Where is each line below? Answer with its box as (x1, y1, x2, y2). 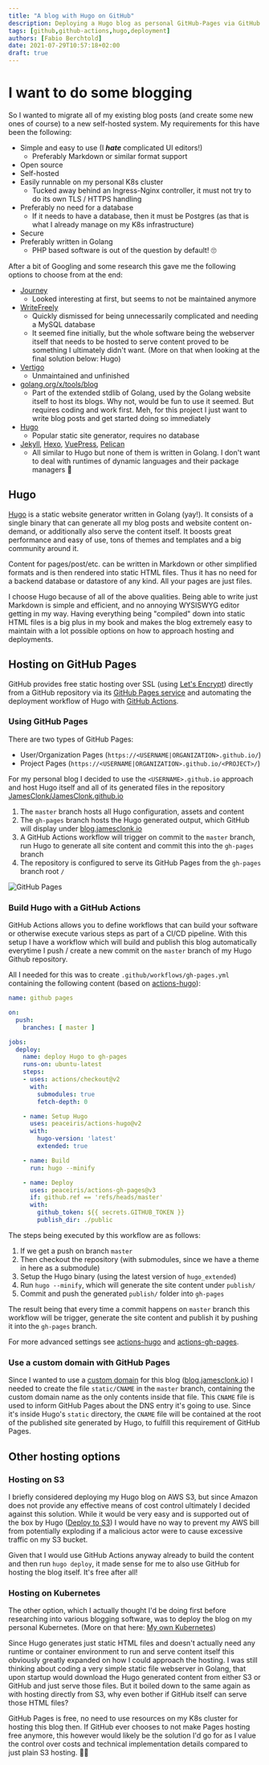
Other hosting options (8, 1449, 120, 1463)
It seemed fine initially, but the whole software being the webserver (31, 328, 255, 337)
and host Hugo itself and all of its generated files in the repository (8, 782, 226, 792)
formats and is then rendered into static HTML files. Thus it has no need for (8, 567, 258, 577)
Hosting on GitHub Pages (8, 658, 137, 672)
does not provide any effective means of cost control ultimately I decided (8, 1500, 251, 1510)
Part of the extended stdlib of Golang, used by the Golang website (31, 387, 251, 398)
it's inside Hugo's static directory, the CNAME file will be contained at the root (8, 1409, 262, 1419)
